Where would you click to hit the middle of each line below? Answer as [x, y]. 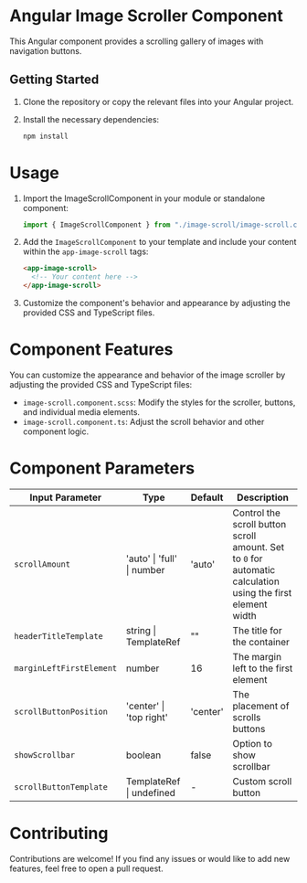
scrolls [247, 717]
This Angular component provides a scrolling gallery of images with [137, 41]
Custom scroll [262, 781]
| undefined [151, 793]
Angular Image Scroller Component [146, 16]
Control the [257, 513]
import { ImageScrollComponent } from [96, 225]
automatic [254, 569]
